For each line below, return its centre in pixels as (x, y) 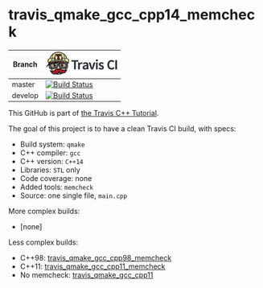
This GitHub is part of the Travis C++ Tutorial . (84, 113)
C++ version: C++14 (51, 162)
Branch (25, 64)
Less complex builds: (43, 242)
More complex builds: (44, 212)
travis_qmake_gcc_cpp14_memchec (132, 15)
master (23, 84)
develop (25, 95)
